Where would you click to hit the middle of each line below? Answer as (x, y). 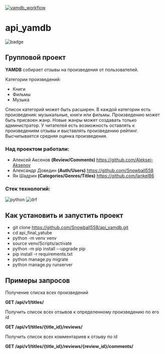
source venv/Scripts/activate (42, 243)
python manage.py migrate (40, 259)
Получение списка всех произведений (47, 292)
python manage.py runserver (42, 265)
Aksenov (22, 165)
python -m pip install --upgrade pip (49, 249)
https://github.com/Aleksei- (125, 160)
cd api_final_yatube (32, 233)
